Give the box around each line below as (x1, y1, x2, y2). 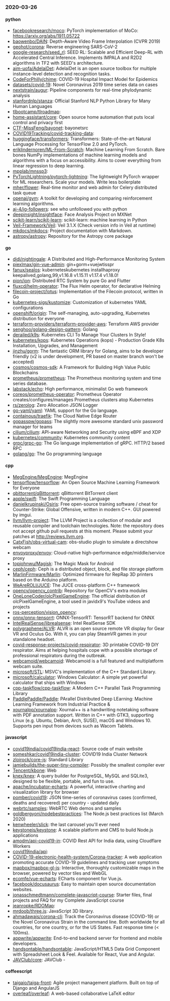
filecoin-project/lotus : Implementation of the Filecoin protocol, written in (12, 289, 163, 295)
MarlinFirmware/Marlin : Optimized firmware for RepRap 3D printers (12, 571, 153, 577)
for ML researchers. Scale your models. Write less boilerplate (12, 179, 141, 185)
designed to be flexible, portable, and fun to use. (12, 778, 115, 784)
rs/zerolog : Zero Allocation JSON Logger (12, 402, 98, 408)
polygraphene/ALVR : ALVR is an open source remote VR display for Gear (12, 625, 165, 631)
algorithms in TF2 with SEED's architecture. (12, 60, 104, 66)
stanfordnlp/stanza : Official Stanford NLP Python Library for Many (12, 98, 151, 104)
